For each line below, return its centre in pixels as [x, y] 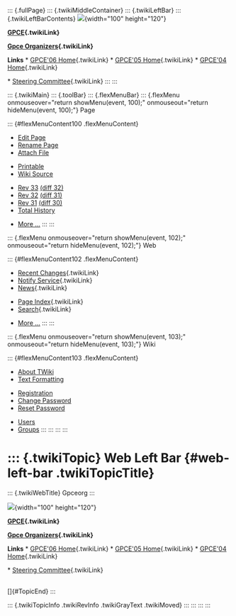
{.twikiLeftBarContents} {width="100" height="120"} [87, 18]
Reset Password [41, 408]
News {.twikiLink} [43, 288]
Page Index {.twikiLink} [50, 302]
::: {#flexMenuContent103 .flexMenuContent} [73, 358]
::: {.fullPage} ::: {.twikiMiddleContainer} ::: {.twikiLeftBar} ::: [94, 10]
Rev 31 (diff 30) [40, 203]
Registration [35, 393]
